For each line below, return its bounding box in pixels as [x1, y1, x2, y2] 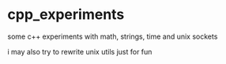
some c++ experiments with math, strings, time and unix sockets [7, 32, 218, 41]
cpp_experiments [7, 6, 125, 24]
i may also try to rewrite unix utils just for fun [7, 47, 153, 56]
